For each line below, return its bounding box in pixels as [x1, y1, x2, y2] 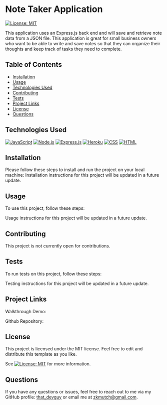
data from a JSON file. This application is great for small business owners [5, 35, 156, 41]
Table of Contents [5, 60, 62, 69]
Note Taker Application [5, 4, 103, 15]
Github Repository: [5, 318, 44, 324]
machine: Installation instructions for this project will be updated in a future [5, 172, 159, 178]
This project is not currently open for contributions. [5, 243, 110, 249]
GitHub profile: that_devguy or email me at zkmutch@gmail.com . [5, 394, 138, 400]
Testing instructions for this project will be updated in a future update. [5, 280, 149, 287]
